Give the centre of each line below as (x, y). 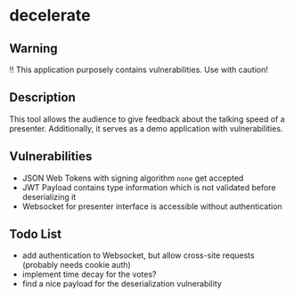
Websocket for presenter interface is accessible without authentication (152, 206)
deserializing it (49, 197)
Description (42, 97)
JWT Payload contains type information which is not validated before (149, 187)
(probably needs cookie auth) (76, 265)
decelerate (50, 16)
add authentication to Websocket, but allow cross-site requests (139, 255)
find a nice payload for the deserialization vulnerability (122, 284)
